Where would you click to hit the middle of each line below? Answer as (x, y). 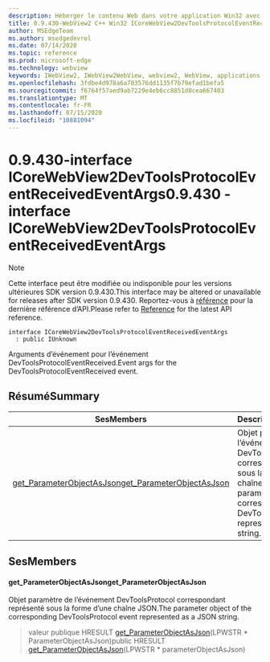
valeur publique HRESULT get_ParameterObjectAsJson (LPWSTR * (138, 632)
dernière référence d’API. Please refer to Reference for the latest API (120, 309)
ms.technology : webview (48, 68)
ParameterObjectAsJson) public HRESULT (97, 641)
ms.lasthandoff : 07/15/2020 (55, 113)
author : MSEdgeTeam (41, 31)
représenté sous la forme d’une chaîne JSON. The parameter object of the (130, 608)
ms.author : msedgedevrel (50, 38)
